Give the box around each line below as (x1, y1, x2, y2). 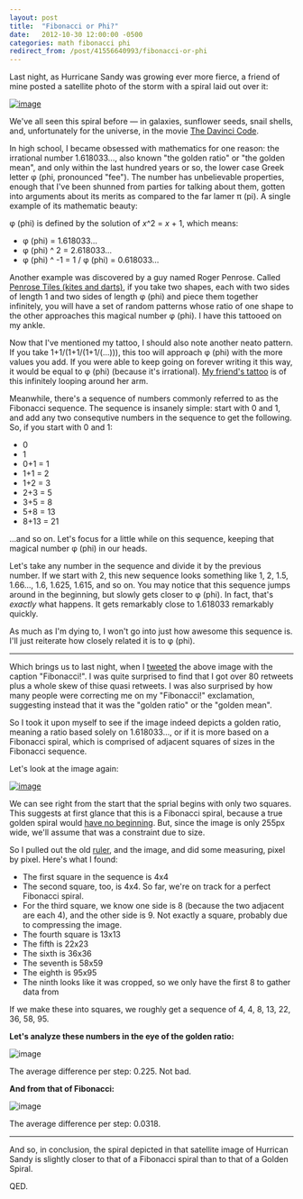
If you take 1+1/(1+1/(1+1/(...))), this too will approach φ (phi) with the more (9, 347, 283, 358)
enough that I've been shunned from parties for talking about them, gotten (9, 181, 286, 192)
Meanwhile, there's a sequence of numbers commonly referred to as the (9, 393, 279, 404)
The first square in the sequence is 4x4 (22, 872, 170, 883)
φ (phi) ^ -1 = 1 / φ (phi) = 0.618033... (22, 254, 160, 266)
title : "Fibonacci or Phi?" (9, 22, 119, 31)
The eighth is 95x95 (22, 967, 97, 978)
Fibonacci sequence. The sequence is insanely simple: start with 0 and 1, (9, 403, 281, 414)
